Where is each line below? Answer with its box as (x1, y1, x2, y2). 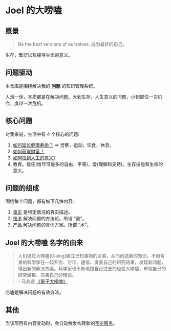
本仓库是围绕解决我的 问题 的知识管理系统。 (5, 83, 98, 89)
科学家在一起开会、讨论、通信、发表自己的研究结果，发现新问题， (27, 259, 166, 266)
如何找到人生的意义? (12, 154, 56, 161)
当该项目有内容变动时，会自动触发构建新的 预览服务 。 (5, 320, 118, 326)
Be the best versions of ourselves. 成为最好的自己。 (17, 41, 127, 47)
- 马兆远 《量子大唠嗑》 (17, 278, 68, 285)
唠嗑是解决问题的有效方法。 (5, 289, 64, 295)
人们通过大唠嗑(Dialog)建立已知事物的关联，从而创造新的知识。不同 (17, 253, 160, 259)
